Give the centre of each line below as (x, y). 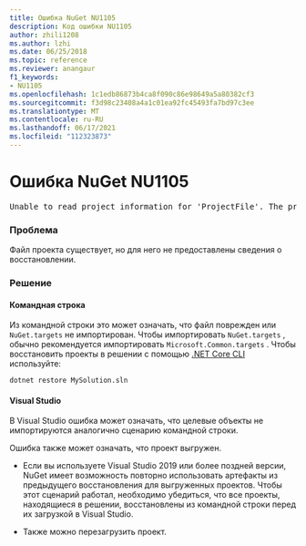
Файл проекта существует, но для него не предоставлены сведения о (146, 250)
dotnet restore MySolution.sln (69, 381)
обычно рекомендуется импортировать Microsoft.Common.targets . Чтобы (153, 345)
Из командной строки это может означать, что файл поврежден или (143, 325)
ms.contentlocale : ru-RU (56, 119)
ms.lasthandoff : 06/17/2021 (63, 129)
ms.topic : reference (49, 60)
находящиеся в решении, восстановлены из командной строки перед (159, 505)
